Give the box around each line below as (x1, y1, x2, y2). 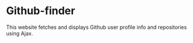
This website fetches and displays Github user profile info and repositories (6, 24, 187, 31)
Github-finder (6, 4, 76, 18)
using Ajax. (6, 29, 34, 37)
